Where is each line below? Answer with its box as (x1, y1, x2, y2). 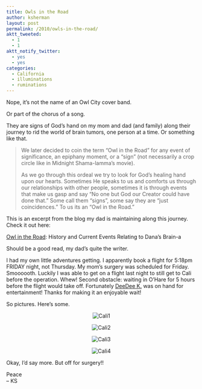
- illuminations (11, 76, 52, 82)
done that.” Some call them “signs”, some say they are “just (21, 197, 169, 204)
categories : (6, 65, 36, 71)
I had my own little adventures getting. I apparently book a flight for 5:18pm (6, 257, 193, 264)
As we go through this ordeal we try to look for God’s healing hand (21, 171, 186, 178)
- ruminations (11, 82, 47, 88)
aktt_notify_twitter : (6, 48, 61, 54)
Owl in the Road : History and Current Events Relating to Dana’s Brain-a (6, 234, 181, 240)
